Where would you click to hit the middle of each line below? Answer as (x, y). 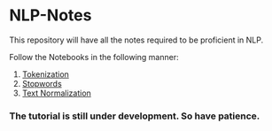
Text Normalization (56, 93)
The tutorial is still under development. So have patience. (135, 116)
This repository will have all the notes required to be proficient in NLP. (136, 40)
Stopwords (42, 83)
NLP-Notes (51, 15)
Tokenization (45, 74)
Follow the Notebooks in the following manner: (94, 57)
